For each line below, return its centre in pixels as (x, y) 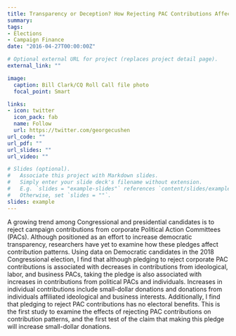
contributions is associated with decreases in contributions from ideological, (118, 266)
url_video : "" (28, 156)
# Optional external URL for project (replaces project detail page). (113, 59)
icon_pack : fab (36, 117)
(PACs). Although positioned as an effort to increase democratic (100, 237)
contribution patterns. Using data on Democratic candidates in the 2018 (111, 252)
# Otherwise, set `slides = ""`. (59, 195)
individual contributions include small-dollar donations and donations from (115, 289)
